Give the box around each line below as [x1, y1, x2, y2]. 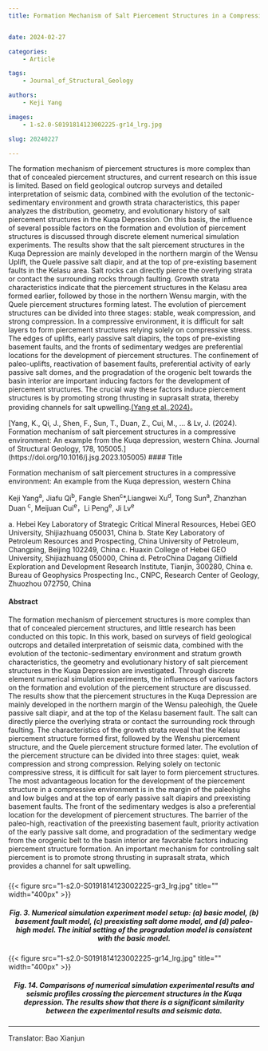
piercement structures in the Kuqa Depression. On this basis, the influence [8, 215, 253, 225]
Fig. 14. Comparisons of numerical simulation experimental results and [14, 980, 254, 989]
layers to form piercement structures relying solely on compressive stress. [8, 325, 253, 335]
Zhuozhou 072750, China [8, 579, 92, 588]
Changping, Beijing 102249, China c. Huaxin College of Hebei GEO [8, 544, 227, 554]
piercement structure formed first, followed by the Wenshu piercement [8, 733, 241, 743]
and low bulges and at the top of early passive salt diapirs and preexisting [8, 793, 251, 802]
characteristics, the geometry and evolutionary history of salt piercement [8, 657, 249, 667]
